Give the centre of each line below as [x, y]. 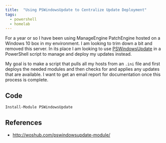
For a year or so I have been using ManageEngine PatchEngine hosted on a [83, 38]
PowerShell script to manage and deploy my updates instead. [68, 54]
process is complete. [27, 80]
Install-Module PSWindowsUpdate [39, 107]
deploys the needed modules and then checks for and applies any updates [82, 69]
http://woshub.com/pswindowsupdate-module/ [61, 135]
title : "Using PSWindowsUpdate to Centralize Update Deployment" [76, 10]
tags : [11, 15]
